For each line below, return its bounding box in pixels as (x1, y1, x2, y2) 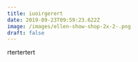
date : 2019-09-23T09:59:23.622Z (7, 17, 100, 23)
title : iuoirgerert (7, 10, 63, 17)
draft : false (7, 29, 45, 37)
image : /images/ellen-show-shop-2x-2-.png (7, 23, 131, 30)
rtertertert (7, 48, 36, 56)
